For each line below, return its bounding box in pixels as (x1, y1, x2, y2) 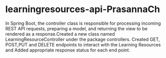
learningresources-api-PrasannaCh (5, 4, 160, 15)
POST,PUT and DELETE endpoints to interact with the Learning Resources (5, 41, 161, 47)
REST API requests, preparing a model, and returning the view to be (5, 25, 148, 31)
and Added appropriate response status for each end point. (5, 47, 130, 53)
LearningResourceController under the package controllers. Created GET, (5, 36, 160, 42)
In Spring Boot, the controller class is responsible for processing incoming (5, 20, 161, 26)
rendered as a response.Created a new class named (5, 31, 115, 37)
